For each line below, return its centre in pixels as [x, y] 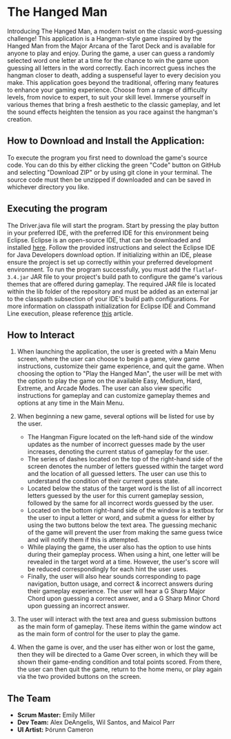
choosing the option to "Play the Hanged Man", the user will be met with [119, 374]
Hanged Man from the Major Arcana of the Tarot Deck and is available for [111, 46]
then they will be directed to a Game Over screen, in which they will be [117, 655]
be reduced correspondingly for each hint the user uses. [108, 569]
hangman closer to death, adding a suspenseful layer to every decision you [114, 75]
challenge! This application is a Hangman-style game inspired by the [104, 38]
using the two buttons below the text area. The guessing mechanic [122, 525]
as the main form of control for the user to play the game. [99, 634]
